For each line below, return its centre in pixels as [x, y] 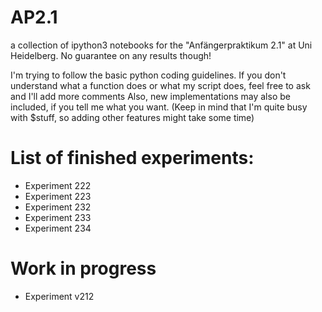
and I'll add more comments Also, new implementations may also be [150, 96]
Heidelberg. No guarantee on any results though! [111, 55]
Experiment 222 [58, 185]
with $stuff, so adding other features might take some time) [132, 117]
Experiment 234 [58, 228]
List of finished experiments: [132, 158]
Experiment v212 [59, 296]
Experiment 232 [58, 207]
